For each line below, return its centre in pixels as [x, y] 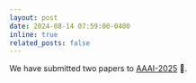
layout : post [34, 18]
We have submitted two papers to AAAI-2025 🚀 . [98, 69]
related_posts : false [50, 43]
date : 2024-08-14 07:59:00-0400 [70, 26]
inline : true [34, 34]
